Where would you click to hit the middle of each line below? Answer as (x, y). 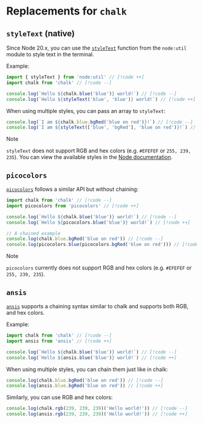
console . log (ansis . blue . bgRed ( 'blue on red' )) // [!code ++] (85, 386)
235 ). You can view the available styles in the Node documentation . (89, 157)
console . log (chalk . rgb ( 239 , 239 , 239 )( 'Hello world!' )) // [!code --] (97, 408)
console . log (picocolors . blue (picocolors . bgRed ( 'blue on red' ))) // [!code (102, 245)
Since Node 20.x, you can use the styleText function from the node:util (97, 48)
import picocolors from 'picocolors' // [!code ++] (72, 206)
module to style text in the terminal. (50, 54)
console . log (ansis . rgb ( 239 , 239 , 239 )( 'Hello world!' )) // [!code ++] (97, 414)
